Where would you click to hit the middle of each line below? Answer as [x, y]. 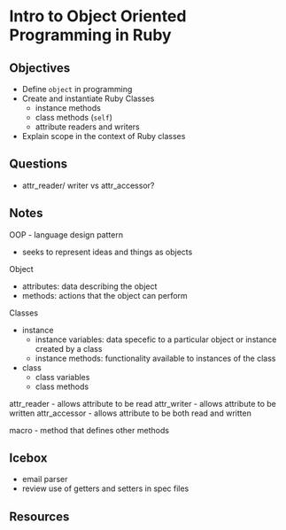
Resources [39, 516]
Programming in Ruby [90, 35]
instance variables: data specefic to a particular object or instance [156, 339]
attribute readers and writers [87, 127]
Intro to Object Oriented [98, 16]
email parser [45, 479]
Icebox [28, 458]
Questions [39, 164]
